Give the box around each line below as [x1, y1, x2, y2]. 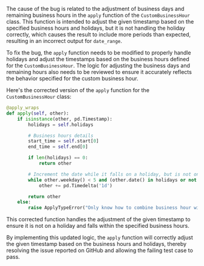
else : [17, 199, 32, 205]
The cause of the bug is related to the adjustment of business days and [6, 5, 185, 12]
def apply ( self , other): [6, 110, 69, 116]
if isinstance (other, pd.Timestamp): [17, 116, 113, 122]
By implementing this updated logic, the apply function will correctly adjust [6, 234, 193, 241]
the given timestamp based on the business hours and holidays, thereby [6, 241, 187, 248]
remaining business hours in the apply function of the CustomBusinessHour [6, 12, 190, 19]
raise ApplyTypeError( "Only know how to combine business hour [28, 205, 191, 211]
